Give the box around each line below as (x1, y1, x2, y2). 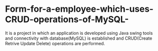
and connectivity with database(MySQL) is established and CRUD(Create (5, 35, 153, 41)
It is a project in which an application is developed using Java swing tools (5, 30, 153, 36)
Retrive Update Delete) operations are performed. (5, 40, 105, 46)
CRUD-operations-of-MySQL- (5, 14, 129, 25)
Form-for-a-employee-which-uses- (5, 3, 154, 15)
